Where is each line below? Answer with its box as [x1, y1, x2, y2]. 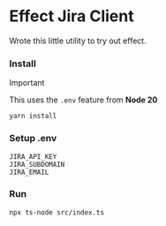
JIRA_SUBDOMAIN [9, 160, 65, 169]
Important [9, 78, 45, 88]
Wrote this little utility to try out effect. [9, 35, 147, 46]
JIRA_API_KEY [9, 152, 57, 161]
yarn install [9, 112, 57, 121]
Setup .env [9, 132, 57, 145]
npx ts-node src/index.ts [9, 207, 104, 217]
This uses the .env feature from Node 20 [9, 94, 158, 105]
